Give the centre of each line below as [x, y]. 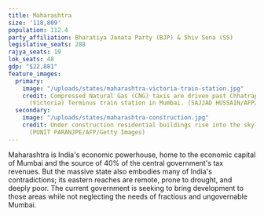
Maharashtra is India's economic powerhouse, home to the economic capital [132, 155]
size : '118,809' [35, 23]
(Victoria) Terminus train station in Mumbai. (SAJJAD [121, 103]
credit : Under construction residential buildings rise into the [132, 125]
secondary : [33, 111]
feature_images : [35, 74]
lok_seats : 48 [31, 60]
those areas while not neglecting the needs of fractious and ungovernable [128, 196]
